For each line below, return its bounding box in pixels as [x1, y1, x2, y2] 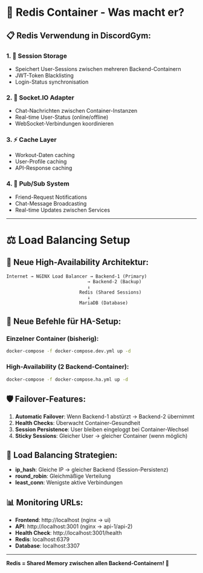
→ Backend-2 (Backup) [87, 278, 142, 284]
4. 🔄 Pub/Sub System [6, 179, 69, 188]
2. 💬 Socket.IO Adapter [6, 93, 74, 102]
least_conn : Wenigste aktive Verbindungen [14, 479, 123, 486]
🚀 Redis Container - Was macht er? [6, 5, 185, 19]
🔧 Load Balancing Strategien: [6, 450, 118, 460]
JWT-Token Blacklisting [14, 72, 74, 79]
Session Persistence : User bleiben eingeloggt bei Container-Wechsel [14, 426, 189, 433]
